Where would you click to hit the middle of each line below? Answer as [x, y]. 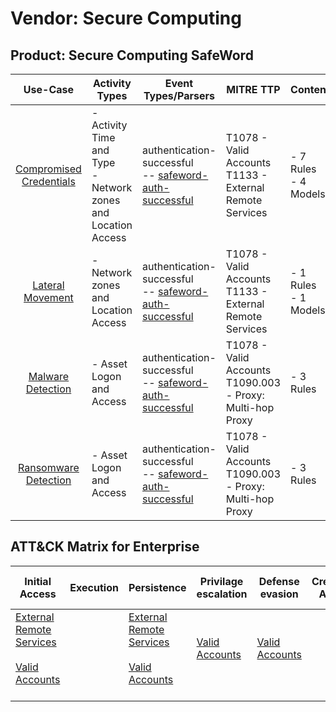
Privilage [221, 581]
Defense [279, 581]
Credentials [48, 181]
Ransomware [49, 467]
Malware [49, 376]
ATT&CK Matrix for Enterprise [105, 547]
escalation [222, 594]
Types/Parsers [179, 95]
